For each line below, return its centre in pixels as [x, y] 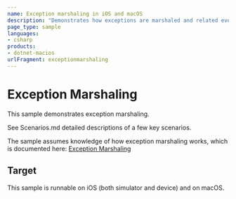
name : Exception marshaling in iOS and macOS [75, 14]
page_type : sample [34, 27]
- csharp [20, 40]
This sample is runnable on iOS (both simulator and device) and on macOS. [116, 188]
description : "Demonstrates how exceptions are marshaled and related [113, 20]
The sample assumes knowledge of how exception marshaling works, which [118, 141]
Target [22, 171]
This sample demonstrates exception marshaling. [78, 114]
